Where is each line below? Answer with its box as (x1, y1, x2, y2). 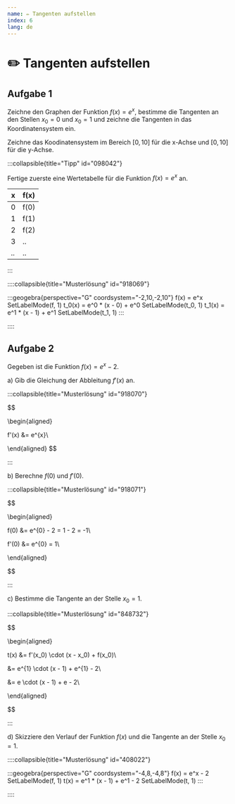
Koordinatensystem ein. (7, 124, 76, 132)
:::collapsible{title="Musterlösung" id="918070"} (7, 389, 148, 398)
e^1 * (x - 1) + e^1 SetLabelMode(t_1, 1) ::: (7, 308, 125, 317)
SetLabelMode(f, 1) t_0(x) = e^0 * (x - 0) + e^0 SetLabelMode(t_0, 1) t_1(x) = (7, 301, 225, 310)
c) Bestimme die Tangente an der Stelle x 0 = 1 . (7, 594, 142, 604)
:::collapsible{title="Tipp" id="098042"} (7, 159, 123, 168)
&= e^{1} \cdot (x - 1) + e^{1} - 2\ (7, 664, 101, 672)
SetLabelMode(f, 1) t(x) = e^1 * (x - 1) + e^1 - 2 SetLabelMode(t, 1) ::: (7, 776, 203, 785)
